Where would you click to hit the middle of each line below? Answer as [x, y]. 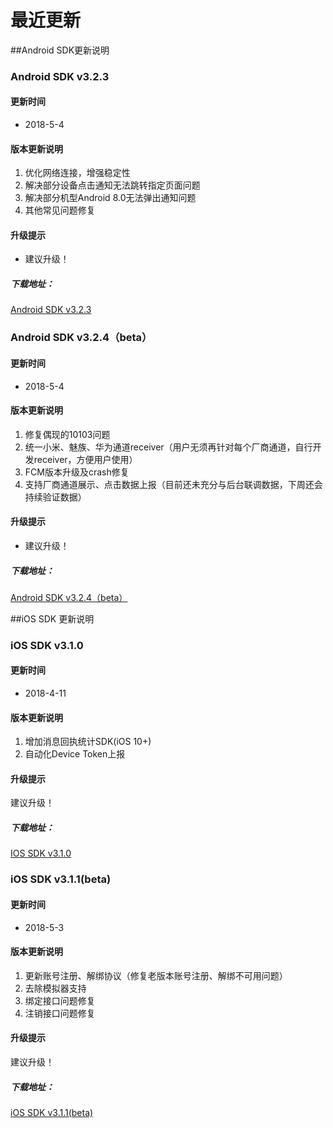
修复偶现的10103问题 [67, 434]
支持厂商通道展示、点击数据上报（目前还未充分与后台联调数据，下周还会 [173, 484]
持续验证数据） [55, 497]
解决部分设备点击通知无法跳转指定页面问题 [112, 185]
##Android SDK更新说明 [60, 50]
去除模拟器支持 [55, 988]
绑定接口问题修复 [60, 1000]
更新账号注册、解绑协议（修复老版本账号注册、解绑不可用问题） [156, 975]
